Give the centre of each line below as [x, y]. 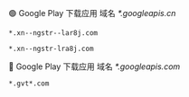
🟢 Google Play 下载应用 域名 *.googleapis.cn [92, 13]
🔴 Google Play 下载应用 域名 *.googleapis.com [94, 66]
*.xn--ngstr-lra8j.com [51, 48]
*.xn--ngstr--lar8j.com [53, 33]
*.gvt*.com [29, 84]
